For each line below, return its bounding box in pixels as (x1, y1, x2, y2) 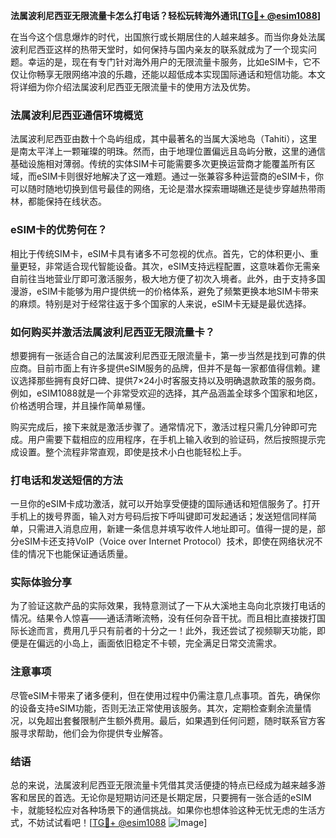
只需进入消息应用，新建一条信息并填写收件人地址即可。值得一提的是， (27, 523, 317, 535)
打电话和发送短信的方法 (10, 473, 123, 487)
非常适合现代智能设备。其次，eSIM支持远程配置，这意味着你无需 (44, 260, 312, 272)
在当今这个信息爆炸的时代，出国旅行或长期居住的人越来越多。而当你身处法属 (10, 31, 326, 43)
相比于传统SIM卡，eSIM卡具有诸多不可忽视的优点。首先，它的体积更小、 (10, 247, 310, 259)
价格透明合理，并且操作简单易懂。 (10, 399, 151, 411)
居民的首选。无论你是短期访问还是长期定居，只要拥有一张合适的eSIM (27, 792, 312, 804)
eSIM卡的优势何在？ (10, 223, 108, 237)
